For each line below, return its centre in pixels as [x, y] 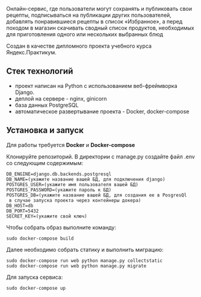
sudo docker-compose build [40, 238]
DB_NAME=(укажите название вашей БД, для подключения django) [86, 179]
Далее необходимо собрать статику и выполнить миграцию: [85, 249]
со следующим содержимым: [45, 163]
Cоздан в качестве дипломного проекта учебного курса [79, 46]
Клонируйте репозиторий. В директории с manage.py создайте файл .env [101, 157]
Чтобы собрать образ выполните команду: [61, 227]
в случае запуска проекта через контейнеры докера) [75, 200]
